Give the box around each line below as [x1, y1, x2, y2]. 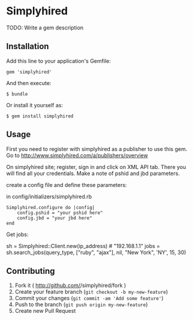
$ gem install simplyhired [6, 113, 74, 119]
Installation [6, 41, 49, 52]
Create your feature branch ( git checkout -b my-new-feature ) [14, 288, 168, 295]
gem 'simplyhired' [6, 69, 52, 75]
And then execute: [6, 79, 52, 86]
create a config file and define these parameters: [6, 181, 127, 188]
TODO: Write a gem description [6, 24, 84, 31]
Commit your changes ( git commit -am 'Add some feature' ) [14, 295, 164, 302]
